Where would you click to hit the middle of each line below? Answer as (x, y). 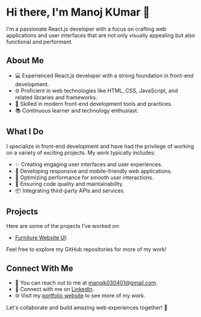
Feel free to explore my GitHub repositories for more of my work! (86, 250)
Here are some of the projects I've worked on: (63, 226)
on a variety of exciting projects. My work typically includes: (81, 152)
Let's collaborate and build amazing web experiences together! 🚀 (87, 308)
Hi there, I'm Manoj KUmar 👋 (78, 12)
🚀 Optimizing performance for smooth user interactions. (84, 177)
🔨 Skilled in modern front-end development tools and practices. (94, 103)
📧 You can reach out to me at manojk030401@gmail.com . (86, 283)
